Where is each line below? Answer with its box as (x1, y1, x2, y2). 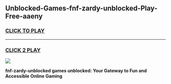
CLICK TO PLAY (5, 27, 45, 35)
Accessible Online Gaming (5, 73, 63, 79)
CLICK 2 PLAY (5, 46, 41, 53)
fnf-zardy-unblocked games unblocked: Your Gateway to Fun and (5, 67, 147, 73)
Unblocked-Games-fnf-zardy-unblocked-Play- (5, 4, 158, 13)
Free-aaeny (5, 12, 43, 21)
